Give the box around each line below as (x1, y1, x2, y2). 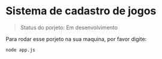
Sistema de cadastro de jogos (5, 4, 157, 18)
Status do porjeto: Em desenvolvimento (20, 24, 118, 31)
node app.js (5, 46, 35, 53)
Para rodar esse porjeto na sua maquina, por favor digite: (5, 35, 147, 42)
